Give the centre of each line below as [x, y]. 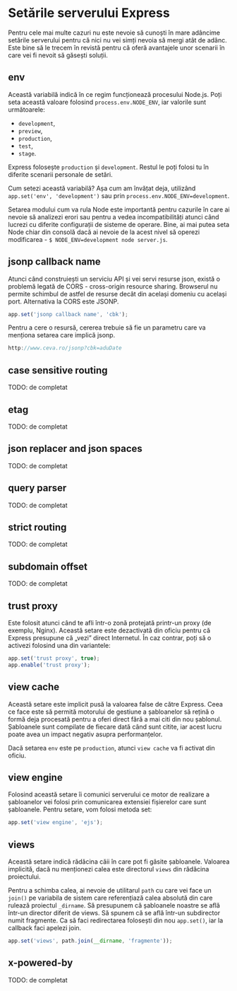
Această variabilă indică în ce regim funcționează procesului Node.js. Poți [115, 94]
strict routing [37, 527]
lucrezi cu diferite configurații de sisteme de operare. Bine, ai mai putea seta [119, 224]
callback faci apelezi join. [45, 928]
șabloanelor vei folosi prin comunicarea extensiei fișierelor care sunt [107, 802]
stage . [27, 153]
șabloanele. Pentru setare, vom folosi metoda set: [80, 810]
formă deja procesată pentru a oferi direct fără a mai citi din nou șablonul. [115, 719]
